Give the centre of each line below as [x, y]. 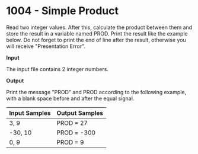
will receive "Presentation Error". [46, 46]
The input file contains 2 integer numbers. [57, 69]
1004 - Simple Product [62, 11]
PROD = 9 [70, 142]
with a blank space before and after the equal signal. [70, 98]
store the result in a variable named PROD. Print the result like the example [97, 33]
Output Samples [80, 113]
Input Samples [30, 113]
